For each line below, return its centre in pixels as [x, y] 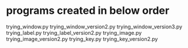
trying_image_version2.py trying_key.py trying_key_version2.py [82, 39]
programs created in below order [88, 11]
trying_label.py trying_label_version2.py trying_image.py [74, 32]
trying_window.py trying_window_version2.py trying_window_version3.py [94, 27]
